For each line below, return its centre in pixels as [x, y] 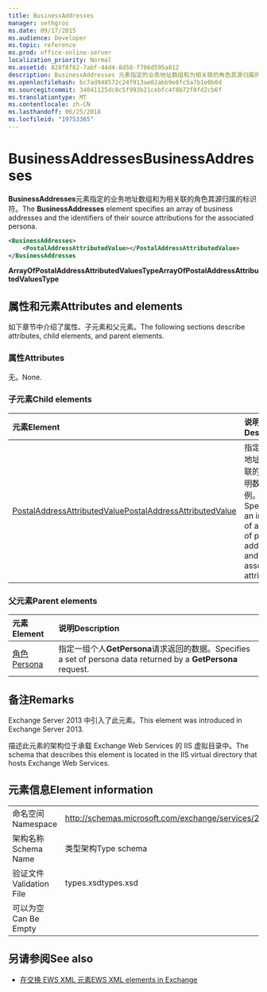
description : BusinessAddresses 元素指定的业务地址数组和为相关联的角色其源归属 [132, 75]
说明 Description [89, 629]
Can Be [26, 919]
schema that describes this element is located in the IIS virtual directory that [133, 755]
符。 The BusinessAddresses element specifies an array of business [121, 209]
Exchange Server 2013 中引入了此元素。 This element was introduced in [125, 720]
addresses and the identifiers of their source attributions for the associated [131, 218]
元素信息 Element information [81, 790]
